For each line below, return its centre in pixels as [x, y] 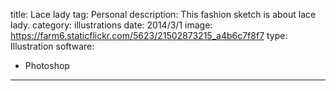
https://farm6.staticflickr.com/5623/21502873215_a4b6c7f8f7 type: [149, 35]
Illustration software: [52, 46]
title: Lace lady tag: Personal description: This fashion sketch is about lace [163, 14]
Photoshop [47, 65]
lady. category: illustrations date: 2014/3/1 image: [111, 25]
